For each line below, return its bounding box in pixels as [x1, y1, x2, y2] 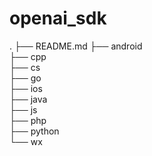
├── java [9, 93, 48, 105]
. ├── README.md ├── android [9, 40, 143, 52]
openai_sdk [9, 7, 107, 30]
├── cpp [9, 50, 47, 62]
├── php [9, 114, 47, 126]
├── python [9, 125, 60, 137]
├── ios [9, 82, 43, 94]
